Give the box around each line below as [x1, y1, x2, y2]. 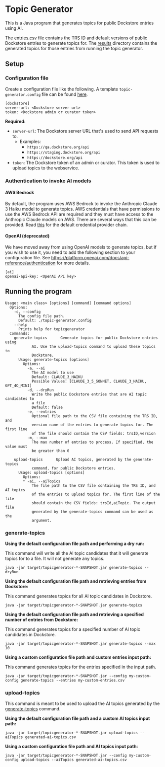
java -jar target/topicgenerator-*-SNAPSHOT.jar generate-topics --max [5, 641, 156, 646]
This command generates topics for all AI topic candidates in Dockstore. [5, 593, 152, 599]
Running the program [5, 287, 72, 296]
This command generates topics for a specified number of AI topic [5, 626, 141, 632]
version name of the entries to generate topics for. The [31, 422, 154, 427]
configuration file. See [5, 254, 50, 260]
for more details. [56, 260, 90, 266]
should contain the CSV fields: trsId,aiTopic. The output [31, 500, 156, 505]
